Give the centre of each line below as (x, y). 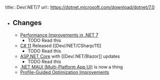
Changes (27, 23)
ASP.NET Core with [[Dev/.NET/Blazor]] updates (70, 56)
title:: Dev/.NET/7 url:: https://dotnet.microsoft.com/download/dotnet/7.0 (80, 7)
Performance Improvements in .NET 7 (59, 35)
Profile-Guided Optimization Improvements (65, 72)
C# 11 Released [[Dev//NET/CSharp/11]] (61, 45)
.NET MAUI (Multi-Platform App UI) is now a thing (71, 66)
